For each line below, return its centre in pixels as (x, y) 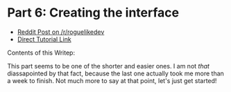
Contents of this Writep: (41, 53)
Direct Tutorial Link (44, 39)
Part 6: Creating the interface (93, 13)
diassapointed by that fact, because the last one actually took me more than (115, 73)
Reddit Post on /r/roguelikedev (61, 32)
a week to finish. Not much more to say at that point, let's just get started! (112, 80)
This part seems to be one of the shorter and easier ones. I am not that (109, 66)
